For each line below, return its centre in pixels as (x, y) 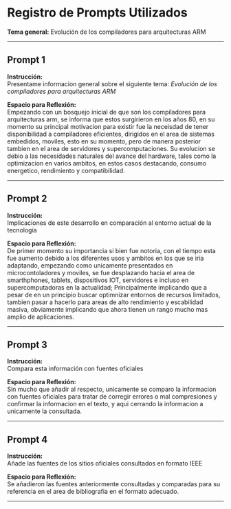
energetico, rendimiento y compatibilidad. (66, 170)
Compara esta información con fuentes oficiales (75, 369)
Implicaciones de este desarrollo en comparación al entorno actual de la (109, 223)
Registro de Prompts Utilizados (97, 13)
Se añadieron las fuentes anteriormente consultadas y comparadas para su (114, 484)
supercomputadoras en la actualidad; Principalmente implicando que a (107, 287)
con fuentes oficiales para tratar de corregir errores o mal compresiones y (112, 397)
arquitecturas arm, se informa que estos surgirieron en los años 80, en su (111, 119)
